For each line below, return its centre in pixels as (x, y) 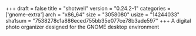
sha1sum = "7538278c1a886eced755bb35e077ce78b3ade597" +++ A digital (98, 21)
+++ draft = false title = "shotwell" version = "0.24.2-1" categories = (88, 8)
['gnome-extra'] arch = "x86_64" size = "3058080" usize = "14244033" (93, 15)
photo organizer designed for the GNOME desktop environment (82, 27)
